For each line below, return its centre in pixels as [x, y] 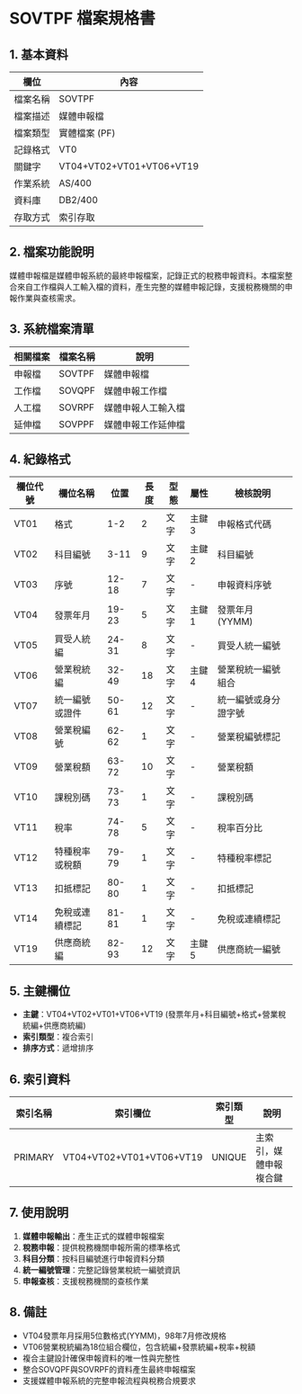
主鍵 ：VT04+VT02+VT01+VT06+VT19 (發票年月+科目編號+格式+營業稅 [154, 1014]
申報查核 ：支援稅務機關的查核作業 [85, 1281]
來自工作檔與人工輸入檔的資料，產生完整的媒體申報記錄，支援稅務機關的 [151, 286]
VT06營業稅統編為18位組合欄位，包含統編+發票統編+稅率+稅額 [139, 1346]
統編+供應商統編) [54, 1025]
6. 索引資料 [40, 1079]
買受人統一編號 [249, 646]
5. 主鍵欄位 [40, 991]
